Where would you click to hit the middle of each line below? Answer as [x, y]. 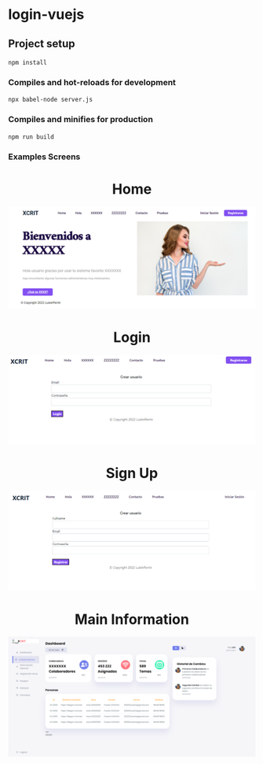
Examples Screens [44, 157]
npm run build [31, 137]
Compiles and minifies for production [80, 120]
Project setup [42, 44]
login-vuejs [46, 15]
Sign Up [132, 473]
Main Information [132, 619]
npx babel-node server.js [50, 100]
